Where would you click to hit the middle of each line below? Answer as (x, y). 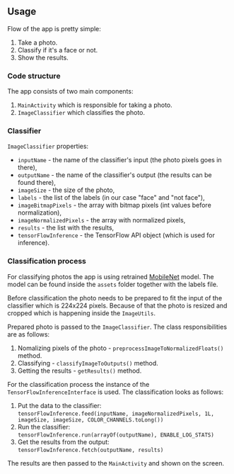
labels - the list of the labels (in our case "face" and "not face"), (111, 198)
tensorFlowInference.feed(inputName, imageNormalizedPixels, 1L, (116, 414)
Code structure (34, 76)
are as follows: (29, 334)
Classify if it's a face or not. (58, 50)
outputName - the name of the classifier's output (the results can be (115, 175)
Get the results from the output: (63, 441)
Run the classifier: (44, 427)
